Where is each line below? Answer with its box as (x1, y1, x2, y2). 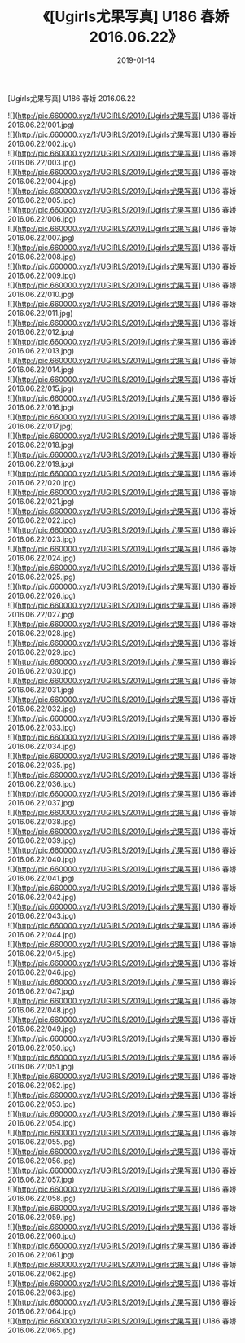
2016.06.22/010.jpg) (7, 289, 75, 299)
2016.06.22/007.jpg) (7, 233, 75, 243)
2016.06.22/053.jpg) (7, 1099, 77, 1108)
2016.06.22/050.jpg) (7, 1042, 77, 1052)
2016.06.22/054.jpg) (7, 1117, 77, 1128)
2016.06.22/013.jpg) (7, 345, 75, 355)
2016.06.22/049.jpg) (7, 1024, 77, 1034)
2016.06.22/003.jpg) (7, 157, 77, 167)
